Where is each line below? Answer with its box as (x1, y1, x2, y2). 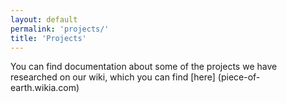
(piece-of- (217, 71, 261, 83)
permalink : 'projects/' (10, 24, 110, 34)
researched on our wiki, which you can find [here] (10, 71, 216, 83)
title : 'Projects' (10, 33, 87, 43)
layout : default (10, 14, 78, 25)
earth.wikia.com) (10, 82, 80, 94)
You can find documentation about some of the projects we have (10, 61, 278, 73)
